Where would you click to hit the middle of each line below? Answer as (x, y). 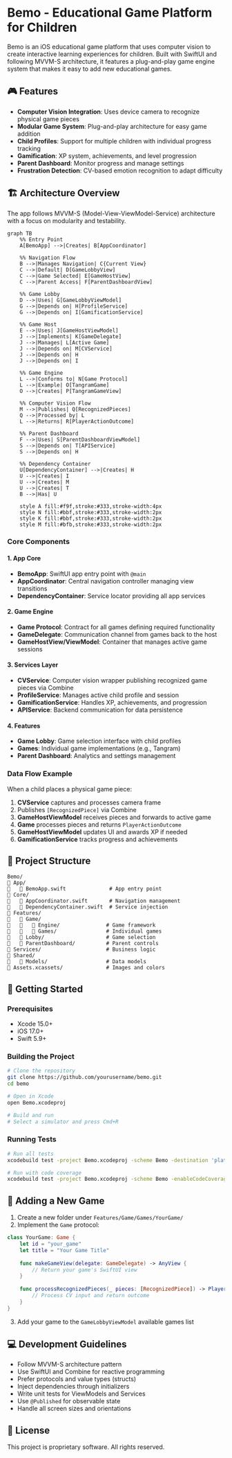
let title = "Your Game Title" (65, 1250)
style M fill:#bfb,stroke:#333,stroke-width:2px (91, 525)
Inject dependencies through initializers (73, 1387)
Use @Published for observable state (69, 1401)
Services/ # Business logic (81, 950)
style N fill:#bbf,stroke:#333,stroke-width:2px (91, 512)
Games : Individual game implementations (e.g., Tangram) (99, 748)
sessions (30, 649)
